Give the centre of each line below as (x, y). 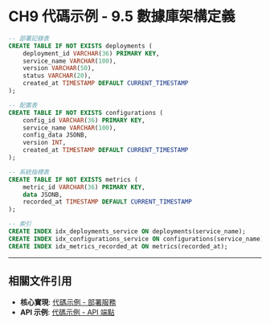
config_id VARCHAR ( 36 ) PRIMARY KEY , (84, 120)
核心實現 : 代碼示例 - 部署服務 (68, 301)
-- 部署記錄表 (29, 38)
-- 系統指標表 (29, 172)
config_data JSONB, (55, 135)
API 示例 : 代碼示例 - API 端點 (67, 312)
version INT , (45, 143)
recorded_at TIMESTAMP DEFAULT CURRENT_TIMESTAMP (108, 202)
